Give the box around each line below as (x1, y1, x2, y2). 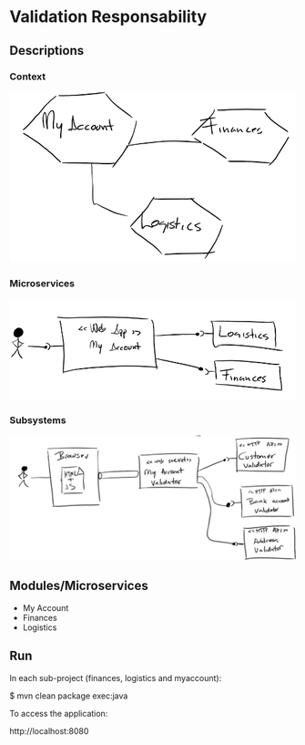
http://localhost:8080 (9, 725, 89, 736)
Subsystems (9, 414, 66, 427)
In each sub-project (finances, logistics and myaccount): (9, 672, 222, 683)
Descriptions (9, 43, 85, 58)
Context (9, 70, 46, 83)
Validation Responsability (9, 6, 208, 27)
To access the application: (9, 708, 108, 719)
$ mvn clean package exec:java (9, 690, 128, 701)
